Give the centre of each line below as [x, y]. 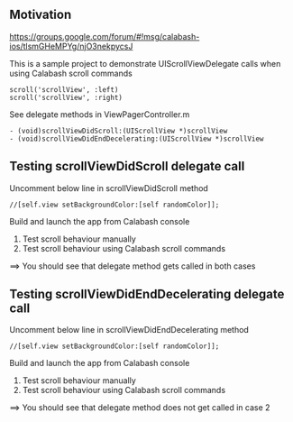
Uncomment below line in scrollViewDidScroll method [109, 188]
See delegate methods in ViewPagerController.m [100, 114]
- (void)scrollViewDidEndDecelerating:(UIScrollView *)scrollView [137, 139]
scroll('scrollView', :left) [64, 89]
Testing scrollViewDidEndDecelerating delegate [147, 294]
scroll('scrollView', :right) [66, 97]
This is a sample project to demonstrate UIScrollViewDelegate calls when [145, 63]
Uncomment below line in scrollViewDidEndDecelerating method [129, 330]
